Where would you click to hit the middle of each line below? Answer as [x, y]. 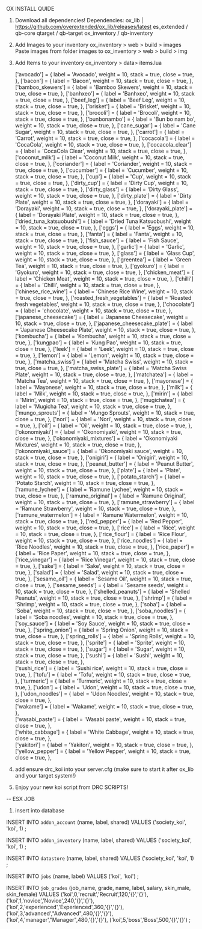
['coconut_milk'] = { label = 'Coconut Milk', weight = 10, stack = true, [100, 157]
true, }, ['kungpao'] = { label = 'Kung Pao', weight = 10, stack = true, [99, 343]
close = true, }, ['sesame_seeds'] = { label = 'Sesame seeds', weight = [102, 585]
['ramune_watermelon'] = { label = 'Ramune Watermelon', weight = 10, [102, 515]
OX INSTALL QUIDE [30, 9]
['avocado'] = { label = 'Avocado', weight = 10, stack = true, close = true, [104, 74]
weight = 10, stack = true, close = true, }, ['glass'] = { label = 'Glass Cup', [105, 253]
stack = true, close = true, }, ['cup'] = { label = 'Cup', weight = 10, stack [103, 176]
